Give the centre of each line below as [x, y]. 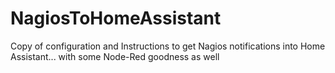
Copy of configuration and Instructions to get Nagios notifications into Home [168, 46]
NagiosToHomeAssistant [116, 18]
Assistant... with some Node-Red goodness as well [115, 56]
